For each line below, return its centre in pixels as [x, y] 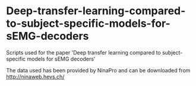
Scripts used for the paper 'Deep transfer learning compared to [84, 52]
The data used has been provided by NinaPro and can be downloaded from [98, 70]
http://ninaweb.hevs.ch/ [35, 77]
